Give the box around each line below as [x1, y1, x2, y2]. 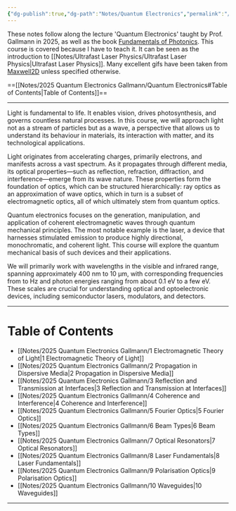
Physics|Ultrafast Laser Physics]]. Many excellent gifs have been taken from [7, 59, 228, 68]
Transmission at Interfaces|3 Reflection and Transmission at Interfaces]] [17, 383, 227, 392]
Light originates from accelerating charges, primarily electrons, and [7, 152, 202, 161]
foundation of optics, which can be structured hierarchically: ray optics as [7, 182, 221, 190]
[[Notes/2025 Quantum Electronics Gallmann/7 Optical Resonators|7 [17, 436, 216, 445]
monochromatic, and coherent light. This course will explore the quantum [7, 240, 219, 249]
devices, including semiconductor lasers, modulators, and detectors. [7, 292, 206, 300]
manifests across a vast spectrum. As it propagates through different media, [7, 159, 228, 168]
